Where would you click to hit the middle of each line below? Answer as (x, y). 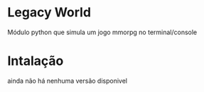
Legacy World (49, 12)
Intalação (36, 61)
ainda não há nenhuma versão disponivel (68, 81)
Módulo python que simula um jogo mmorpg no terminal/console (102, 32)
